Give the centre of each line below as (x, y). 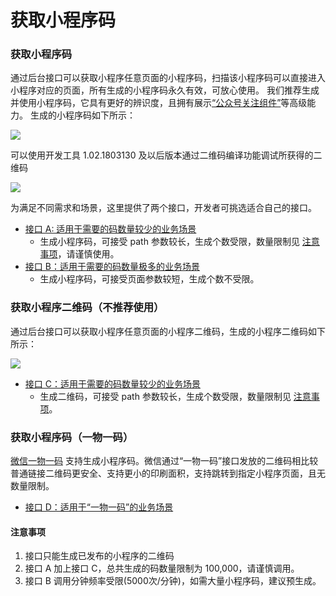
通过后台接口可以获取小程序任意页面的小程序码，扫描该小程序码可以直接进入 (168, 78)
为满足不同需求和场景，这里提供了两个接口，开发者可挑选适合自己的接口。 (163, 208)
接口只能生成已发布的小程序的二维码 (99, 556)
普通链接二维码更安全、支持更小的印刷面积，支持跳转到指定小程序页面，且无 (168, 473)
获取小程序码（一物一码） (72, 437)
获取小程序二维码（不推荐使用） (87, 308)
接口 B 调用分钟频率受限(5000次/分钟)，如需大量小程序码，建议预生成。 (173, 581)
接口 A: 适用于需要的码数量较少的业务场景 (110, 229)
